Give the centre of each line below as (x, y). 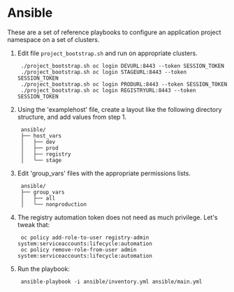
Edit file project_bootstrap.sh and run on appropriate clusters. (107, 53)
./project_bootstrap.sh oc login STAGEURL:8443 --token (104, 72)
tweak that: (34, 224)
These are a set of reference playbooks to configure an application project (114, 32)
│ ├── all (38, 198)
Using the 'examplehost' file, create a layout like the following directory (119, 109)
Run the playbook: (43, 269)
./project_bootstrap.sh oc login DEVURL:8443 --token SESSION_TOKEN (123, 66)
